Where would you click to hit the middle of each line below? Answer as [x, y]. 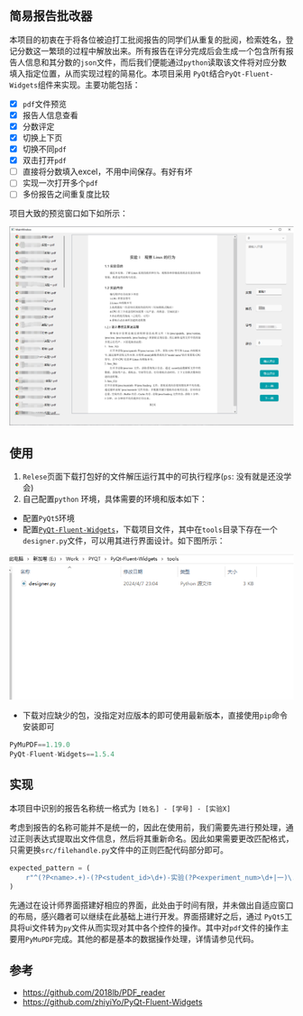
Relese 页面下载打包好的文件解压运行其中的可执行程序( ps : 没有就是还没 [153, 477]
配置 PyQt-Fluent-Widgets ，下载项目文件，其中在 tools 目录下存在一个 [150, 529]
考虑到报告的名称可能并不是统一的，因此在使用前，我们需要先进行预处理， [147, 827]
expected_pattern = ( [50, 868]
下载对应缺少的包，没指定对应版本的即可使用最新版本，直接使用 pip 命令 [155, 716]
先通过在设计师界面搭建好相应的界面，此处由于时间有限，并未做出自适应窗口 [151, 905]
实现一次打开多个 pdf [60, 183]
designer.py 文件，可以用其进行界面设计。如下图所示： [124, 541]
